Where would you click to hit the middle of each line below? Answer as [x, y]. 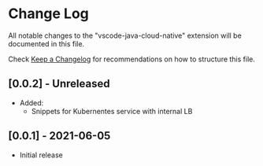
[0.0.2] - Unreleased [59, 84]
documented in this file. [46, 43]
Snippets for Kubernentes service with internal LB [112, 111]
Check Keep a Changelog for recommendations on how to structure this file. [132, 59]
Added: [31, 102]
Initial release [41, 155]
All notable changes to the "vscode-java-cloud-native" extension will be [125, 35]
